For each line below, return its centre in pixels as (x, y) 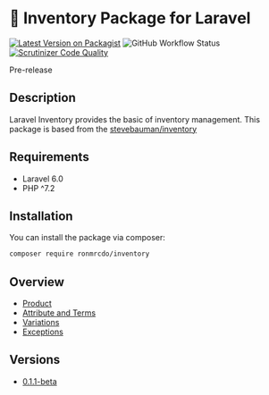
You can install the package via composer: (87, 238)
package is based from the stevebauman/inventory (103, 129)
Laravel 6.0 (43, 179)
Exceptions (43, 332)
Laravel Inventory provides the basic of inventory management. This (135, 119)
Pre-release (31, 70)
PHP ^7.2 (38, 188)
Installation (41, 216)
